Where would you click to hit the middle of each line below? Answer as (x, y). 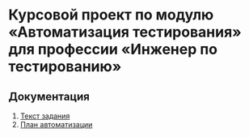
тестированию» (65, 67)
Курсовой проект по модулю (111, 15)
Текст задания (45, 116)
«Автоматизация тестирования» (125, 32)
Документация (49, 96)
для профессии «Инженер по (113, 49)
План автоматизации (56, 124)
